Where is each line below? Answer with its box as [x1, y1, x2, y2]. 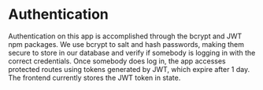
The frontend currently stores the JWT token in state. [8, 73, 181, 82]
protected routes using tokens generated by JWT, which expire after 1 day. [8, 64, 250, 74]
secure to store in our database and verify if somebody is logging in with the [8, 48, 256, 57]
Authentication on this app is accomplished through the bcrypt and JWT [8, 31, 243, 41]
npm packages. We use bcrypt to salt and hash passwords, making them [8, 39, 244, 49]
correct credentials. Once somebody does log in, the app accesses [8, 56, 226, 66]
